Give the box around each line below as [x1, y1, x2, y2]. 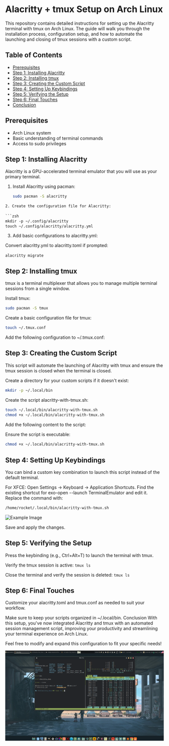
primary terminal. [5, 174, 41, 180]
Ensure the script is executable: [5, 431, 70, 438]
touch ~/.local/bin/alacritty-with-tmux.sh [5, 407, 98, 412]
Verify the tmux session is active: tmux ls [5, 562, 91, 568]
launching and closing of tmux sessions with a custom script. [5, 36, 132, 42]
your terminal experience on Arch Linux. [5, 631, 89, 637]
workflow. [5, 605, 26, 611]
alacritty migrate [5, 253, 44, 258]
